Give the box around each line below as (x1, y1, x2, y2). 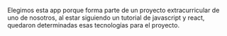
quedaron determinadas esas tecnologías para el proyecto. (7, 21, 179, 29)
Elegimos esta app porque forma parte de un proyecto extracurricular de (7, 6, 220, 14)
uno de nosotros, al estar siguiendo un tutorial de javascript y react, (7, 13, 205, 22)
